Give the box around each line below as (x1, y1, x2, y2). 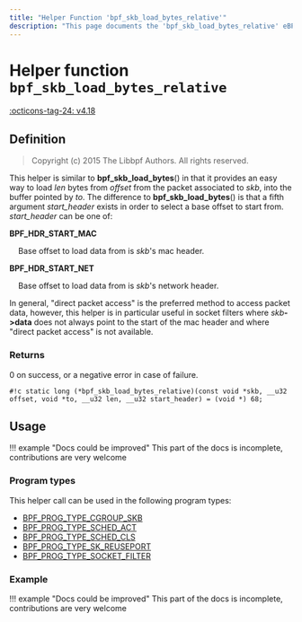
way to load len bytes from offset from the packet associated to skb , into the (9, 182, 292, 193)
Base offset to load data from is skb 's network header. (17, 280, 219, 292)
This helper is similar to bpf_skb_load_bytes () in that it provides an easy (9, 172, 278, 184)
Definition (9, 131, 66, 146)
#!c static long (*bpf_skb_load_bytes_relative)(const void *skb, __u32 (9, 387, 288, 396)
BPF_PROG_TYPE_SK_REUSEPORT (22, 540, 151, 552)
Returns (9, 349, 45, 362)
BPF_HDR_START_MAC (9, 228, 97, 239)
